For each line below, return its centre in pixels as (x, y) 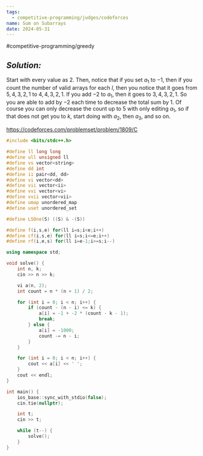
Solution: (24, 65)
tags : (13, 12)
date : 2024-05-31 (28, 29)
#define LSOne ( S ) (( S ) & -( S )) (46, 219)
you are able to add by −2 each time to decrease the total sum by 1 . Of (94, 102)
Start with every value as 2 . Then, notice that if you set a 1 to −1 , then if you (99, 81)
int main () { (23, 392)
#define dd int (25, 168)
